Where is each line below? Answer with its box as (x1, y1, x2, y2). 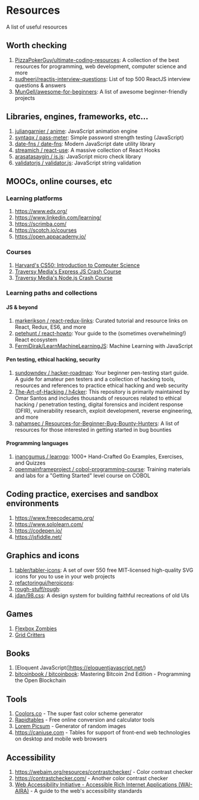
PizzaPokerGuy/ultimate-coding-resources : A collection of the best (14, 56, 179, 63)
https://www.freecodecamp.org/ (14, 514, 94, 521)
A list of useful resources (6, 23, 68, 30)
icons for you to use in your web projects (14, 572, 115, 580)
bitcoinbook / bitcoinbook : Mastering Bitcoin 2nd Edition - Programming (14, 671, 191, 678)
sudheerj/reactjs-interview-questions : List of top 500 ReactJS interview (14, 75, 191, 82)
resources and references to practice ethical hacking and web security (14, 382, 188, 389)
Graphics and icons (6, 550, 80, 561)
